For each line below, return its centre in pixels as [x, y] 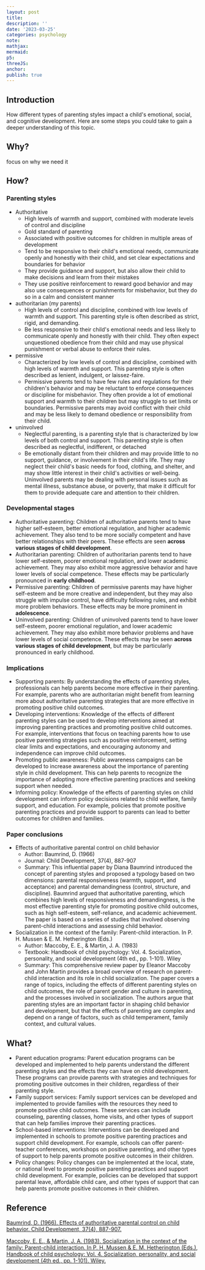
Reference [27, 1208]
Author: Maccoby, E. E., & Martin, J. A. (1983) [81, 946]
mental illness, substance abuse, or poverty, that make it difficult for [110, 486]
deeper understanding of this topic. [51, 128]
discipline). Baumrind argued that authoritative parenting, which [105, 894]
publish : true [24, 75]
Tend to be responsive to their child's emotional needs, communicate [111, 251]
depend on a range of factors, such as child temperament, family [106, 1018]
